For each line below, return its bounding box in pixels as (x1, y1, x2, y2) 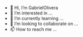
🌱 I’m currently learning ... (10, 15, 64, 21)
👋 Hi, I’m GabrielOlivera (10, 5, 58, 10)
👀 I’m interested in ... (10, 10, 53, 16)
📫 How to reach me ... (10, 26, 57, 32)
